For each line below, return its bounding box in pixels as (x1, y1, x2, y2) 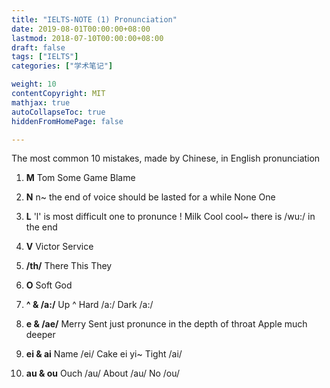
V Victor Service (25, 241, 94, 253)
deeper (25, 329, 56, 341)
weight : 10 (11, 79, 57, 90)
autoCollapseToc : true (11, 107, 106, 117)
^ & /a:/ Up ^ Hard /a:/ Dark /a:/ (25, 299, 154, 311)
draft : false (11, 42, 66, 53)
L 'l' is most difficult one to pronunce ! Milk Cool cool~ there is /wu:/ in (25, 211, 316, 223)
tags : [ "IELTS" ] (11, 52, 79, 62)
